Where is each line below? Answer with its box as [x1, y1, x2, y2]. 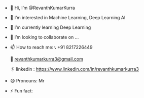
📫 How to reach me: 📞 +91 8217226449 [10, 44, 93, 50]
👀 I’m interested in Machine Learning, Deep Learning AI [10, 15, 126, 20]
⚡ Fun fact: [10, 88, 33, 93]
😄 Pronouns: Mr [10, 78, 45, 83]
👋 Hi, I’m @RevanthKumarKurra [10, 5, 75, 11]
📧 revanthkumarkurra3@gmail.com [10, 56, 84, 62]
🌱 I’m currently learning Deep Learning [10, 24, 91, 30]
